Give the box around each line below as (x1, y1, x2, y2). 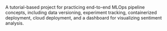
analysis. (5, 20, 24, 26)
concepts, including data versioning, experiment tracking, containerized (5, 9, 157, 15)
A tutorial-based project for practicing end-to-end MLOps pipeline (5, 4, 145, 10)
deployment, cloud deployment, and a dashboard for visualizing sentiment (5, 15, 162, 20)
